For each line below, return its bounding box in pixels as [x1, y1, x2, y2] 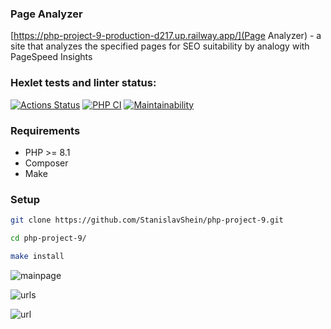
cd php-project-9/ [10, 233, 87, 244]
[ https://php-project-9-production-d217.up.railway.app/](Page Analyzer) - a [10, 30, 322, 42]
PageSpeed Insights [10, 51, 93, 63]
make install [10, 251, 65, 261]
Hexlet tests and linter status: [10, 76, 157, 90]
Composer [24, 157, 69, 169]
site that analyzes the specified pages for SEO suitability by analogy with [10, 40, 310, 52]
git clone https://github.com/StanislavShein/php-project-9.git [10, 215, 284, 226]
